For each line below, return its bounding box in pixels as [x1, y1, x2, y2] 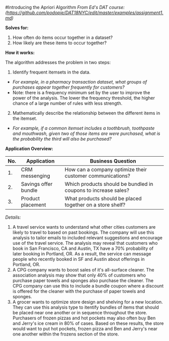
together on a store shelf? [64, 201, 126, 208]
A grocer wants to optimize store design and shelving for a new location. [12, 299, 163, 305]
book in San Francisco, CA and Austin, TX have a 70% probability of [12, 245, 154, 251]
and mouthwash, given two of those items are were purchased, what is [12, 130, 160, 137]
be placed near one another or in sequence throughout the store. [12, 310, 147, 315]
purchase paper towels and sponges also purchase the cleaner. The [12, 278, 154, 284]
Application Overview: [5, 146, 53, 152]
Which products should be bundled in [64, 181, 153, 187]
